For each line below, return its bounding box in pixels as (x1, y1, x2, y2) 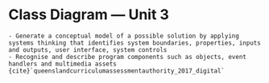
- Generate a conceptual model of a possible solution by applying (8, 32, 240, 40)
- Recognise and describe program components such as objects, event (8, 53, 247, 61)
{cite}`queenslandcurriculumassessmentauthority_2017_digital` (8, 66, 226, 75)
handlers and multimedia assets (8, 60, 117, 68)
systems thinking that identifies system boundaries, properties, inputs (8, 38, 262, 47)
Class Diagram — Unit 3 (8, 6, 169, 24)
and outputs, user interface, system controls (8, 45, 168, 53)
